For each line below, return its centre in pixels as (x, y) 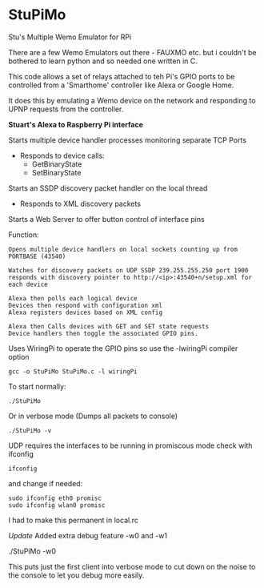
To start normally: (37, 386)
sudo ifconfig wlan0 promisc (57, 505)
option (19, 356)
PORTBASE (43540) (37, 256)
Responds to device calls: (62, 155)
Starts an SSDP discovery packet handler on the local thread (108, 188)
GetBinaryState (57, 164)
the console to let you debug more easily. (76, 575)
